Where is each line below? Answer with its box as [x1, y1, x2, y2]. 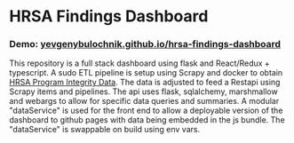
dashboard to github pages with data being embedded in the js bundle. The [9, 115, 286, 125]
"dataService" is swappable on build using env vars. [9, 124, 201, 135]
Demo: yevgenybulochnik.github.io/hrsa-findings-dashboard [9, 38, 282, 51]
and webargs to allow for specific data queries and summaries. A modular [9, 96, 280, 107]
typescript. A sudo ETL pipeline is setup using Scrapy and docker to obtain [9, 68, 283, 78]
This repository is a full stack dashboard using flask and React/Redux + [9, 58, 271, 68]
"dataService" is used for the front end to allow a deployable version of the [9, 105, 283, 116]
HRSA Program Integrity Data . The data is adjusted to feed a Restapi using [9, 77, 281, 88]
